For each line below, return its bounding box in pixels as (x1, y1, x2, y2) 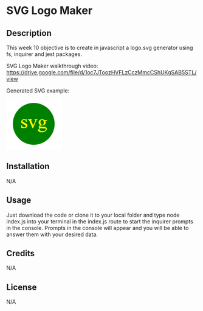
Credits (6, 248, 35, 259)
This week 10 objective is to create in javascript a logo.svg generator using (6, 44, 193, 51)
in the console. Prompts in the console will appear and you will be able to (6, 224, 189, 231)
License (6, 282, 37, 292)
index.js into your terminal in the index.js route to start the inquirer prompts (6, 217, 193, 225)
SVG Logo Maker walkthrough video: (6, 62, 98, 69)
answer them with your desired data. (6, 231, 98, 238)
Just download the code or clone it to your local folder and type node (6, 211, 180, 218)
